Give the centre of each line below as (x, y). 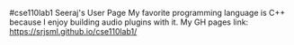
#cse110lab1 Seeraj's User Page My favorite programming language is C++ (147, 13)
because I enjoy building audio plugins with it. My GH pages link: (129, 22)
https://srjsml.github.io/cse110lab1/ (73, 31)
